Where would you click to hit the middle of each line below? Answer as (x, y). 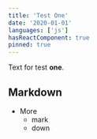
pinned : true (30, 45)
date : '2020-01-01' (40, 23)
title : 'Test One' (38, 15)
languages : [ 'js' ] (38, 30)
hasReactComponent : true (49, 38)
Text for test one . (36, 67)
